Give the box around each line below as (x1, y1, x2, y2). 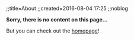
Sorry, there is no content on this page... (6, 16, 108, 23)
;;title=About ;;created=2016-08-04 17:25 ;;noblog (6, 5, 129, 12)
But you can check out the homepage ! (6, 27, 100, 34)
